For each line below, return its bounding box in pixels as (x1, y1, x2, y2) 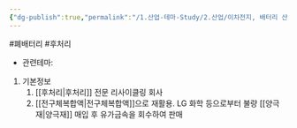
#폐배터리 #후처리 (9, 38, 72, 49)
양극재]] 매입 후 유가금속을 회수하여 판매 (45, 109, 183, 119)
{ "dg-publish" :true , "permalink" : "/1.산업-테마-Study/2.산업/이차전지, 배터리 (9, 12, 278, 22)
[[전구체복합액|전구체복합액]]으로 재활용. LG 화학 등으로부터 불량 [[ (34, 98, 266, 109)
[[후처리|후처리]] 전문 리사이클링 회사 (34, 87, 164, 97)
